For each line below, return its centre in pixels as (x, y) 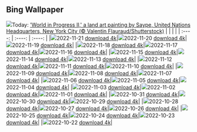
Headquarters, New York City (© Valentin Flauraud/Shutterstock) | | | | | (93, 31)
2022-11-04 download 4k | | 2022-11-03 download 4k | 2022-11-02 (91, 87)
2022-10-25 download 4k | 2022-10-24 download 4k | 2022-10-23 (91, 115)
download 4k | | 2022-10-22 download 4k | (59, 122)
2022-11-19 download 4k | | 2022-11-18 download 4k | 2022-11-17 (95, 45)
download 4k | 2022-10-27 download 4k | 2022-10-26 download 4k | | (94, 108)
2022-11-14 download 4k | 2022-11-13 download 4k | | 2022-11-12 (89, 59)
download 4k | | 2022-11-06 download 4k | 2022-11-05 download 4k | (93, 80)
